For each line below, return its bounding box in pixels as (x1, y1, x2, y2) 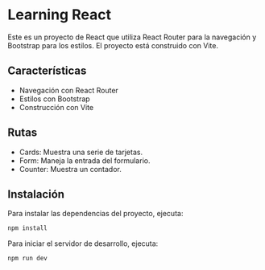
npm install (7, 224, 48, 232)
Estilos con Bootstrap (19, 94, 90, 104)
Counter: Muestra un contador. (19, 164, 122, 174)
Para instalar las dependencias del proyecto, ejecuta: (7, 209, 184, 219)
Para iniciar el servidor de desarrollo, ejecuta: (7, 239, 159, 248)
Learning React (7, 6, 112, 24)
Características (7, 64, 87, 78)
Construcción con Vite (19, 102, 94, 112)
